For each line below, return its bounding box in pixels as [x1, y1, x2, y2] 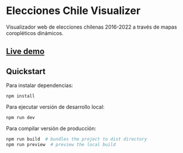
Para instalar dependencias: [6, 82, 73, 89]
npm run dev [6, 115, 35, 121]
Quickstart [6, 66, 46, 76]
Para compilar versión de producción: [6, 125, 96, 132]
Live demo [6, 47, 45, 57]
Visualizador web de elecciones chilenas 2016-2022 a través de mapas [6, 23, 177, 30]
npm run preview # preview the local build [6, 142, 116, 148]
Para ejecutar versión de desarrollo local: [6, 103, 105, 110]
